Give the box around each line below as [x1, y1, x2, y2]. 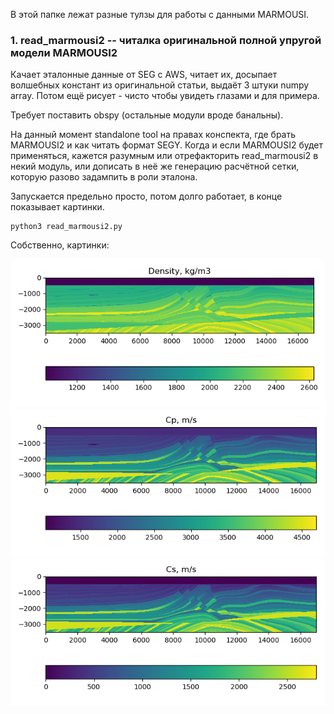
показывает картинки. [10, 201, 105, 213]
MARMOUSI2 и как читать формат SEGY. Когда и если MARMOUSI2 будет [10, 139, 324, 151]
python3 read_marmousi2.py [10, 222, 123, 232]
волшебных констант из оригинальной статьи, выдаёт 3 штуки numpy [10, 79, 310, 91]
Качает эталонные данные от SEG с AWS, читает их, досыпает [10, 69, 278, 81]
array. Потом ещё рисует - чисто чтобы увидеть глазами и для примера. [10, 90, 320, 102]
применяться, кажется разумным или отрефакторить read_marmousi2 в [10, 150, 319, 162]
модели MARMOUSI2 [10, 45, 118, 59]
